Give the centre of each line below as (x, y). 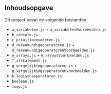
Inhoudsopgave (29, 8)
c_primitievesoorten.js (36, 40)
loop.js (19, 86)
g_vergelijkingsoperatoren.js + (44, 65)
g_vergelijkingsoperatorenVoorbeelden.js (54, 71)
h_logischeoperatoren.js (37, 76)
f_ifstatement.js (29, 60)
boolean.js (23, 81)
